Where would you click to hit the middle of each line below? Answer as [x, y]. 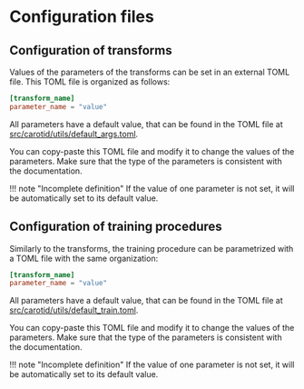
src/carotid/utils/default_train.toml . [74, 310]
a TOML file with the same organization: [84, 258]
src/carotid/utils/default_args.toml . [74, 134]
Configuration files [82, 17]
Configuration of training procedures [116, 227]
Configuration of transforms [91, 50]
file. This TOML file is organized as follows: [90, 82]
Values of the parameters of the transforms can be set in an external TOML [150, 72]
